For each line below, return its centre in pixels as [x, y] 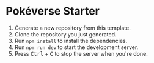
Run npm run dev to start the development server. [76, 47]
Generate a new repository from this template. [72, 28]
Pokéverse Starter [53, 11]
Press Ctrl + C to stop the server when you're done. [81, 53]
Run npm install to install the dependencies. [71, 41]
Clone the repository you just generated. [65, 34]
